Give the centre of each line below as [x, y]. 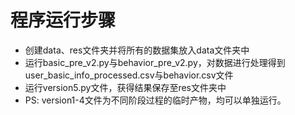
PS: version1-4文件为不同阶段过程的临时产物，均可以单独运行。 [155, 100]
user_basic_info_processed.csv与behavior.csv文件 [129, 75]
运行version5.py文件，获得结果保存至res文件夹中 [125, 87]
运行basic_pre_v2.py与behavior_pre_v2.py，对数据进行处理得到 [155, 62]
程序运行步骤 [63, 20]
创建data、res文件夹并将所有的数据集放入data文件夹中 [137, 50]
